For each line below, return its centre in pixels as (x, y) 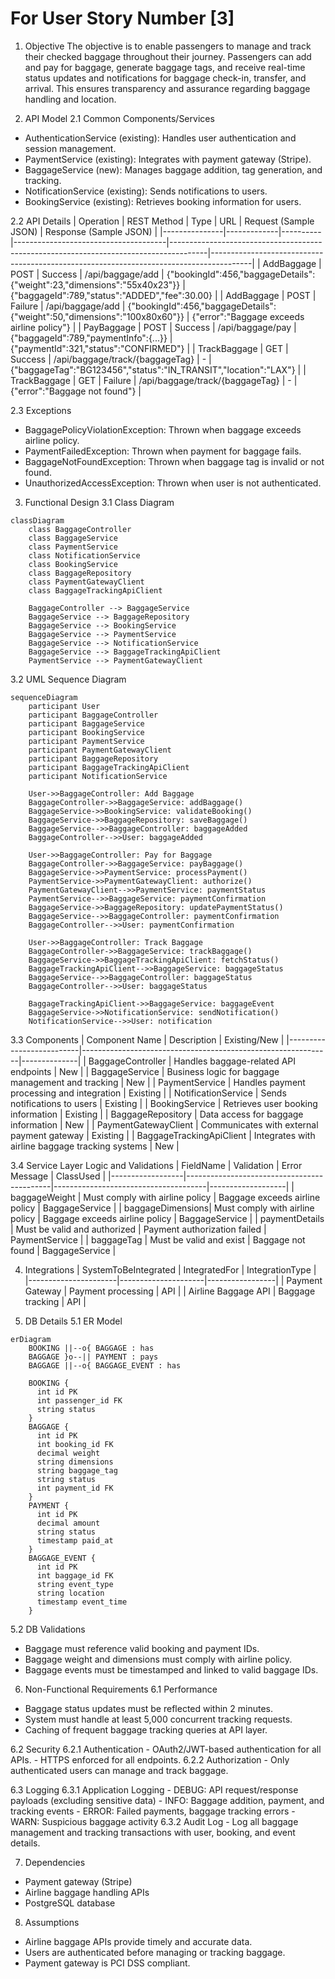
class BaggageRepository (80, 573)
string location (70, 1593)
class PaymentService (73, 547)
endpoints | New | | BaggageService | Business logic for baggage (145, 1071)
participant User (64, 706)
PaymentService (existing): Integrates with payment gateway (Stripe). (168, 159)
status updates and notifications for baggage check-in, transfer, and (165, 78)
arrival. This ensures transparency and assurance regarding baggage (167, 88)
